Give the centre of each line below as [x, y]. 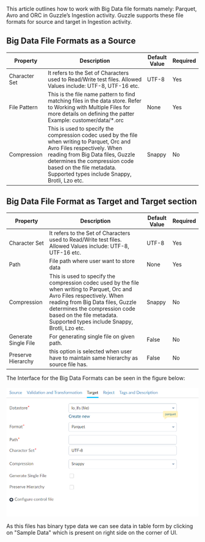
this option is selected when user [91, 352]
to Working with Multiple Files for [89, 107]
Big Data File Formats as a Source [71, 41]
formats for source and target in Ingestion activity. [69, 22]
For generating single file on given [92, 336]
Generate [20, 336]
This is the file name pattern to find [92, 94]
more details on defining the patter [91, 114]
